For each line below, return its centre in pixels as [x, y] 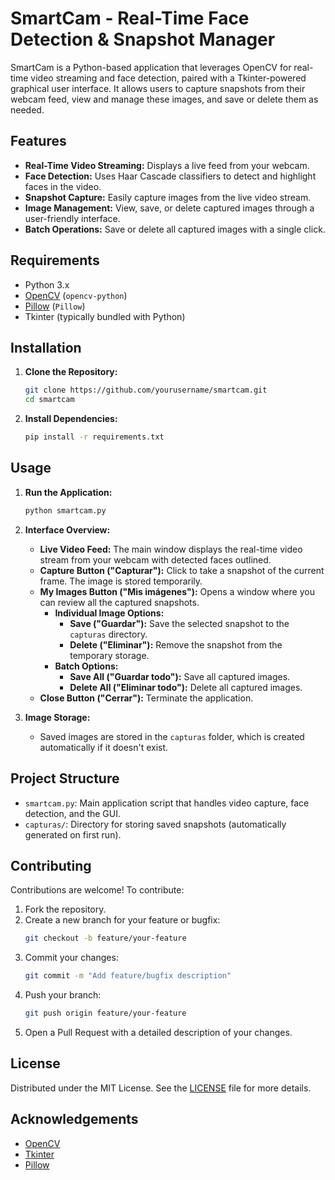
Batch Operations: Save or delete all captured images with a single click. [175, 229]
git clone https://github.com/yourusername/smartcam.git [146, 390]
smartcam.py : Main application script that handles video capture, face [167, 803]
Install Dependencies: [71, 419]
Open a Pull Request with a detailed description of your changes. [158, 1032]
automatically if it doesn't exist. [104, 747]
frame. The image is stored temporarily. [121, 581]
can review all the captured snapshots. [119, 602]
